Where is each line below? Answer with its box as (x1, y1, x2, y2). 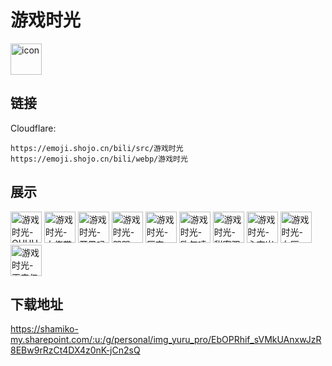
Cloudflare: (10, 122, 57, 134)
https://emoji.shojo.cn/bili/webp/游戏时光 (10, 154, 188, 164)
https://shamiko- (10, 323, 79, 335)
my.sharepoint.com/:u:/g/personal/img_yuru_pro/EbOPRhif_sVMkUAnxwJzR (10, 334, 322, 346)
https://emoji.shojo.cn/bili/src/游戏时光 (10, 143, 184, 153)
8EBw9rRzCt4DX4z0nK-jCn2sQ (10, 344, 141, 356)
